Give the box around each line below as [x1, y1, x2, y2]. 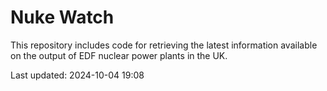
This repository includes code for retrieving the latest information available [10, 39, 318, 51]
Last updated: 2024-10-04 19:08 [10, 69, 145, 81]
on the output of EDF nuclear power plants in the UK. [10, 49, 228, 61]
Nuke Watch [10, 6, 115, 29]
